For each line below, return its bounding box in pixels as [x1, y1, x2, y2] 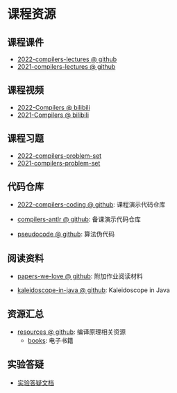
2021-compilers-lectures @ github [17, 63, 116, 70]
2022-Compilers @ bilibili [17, 103, 90, 111]
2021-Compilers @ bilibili [17, 111, 89, 119]
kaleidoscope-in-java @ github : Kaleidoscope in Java [17, 286, 170, 294]
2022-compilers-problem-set [17, 151, 102, 160]
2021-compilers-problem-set [17, 159, 101, 167]
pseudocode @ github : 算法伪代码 [17, 230, 115, 239]
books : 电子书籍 [27, 337, 74, 345]
